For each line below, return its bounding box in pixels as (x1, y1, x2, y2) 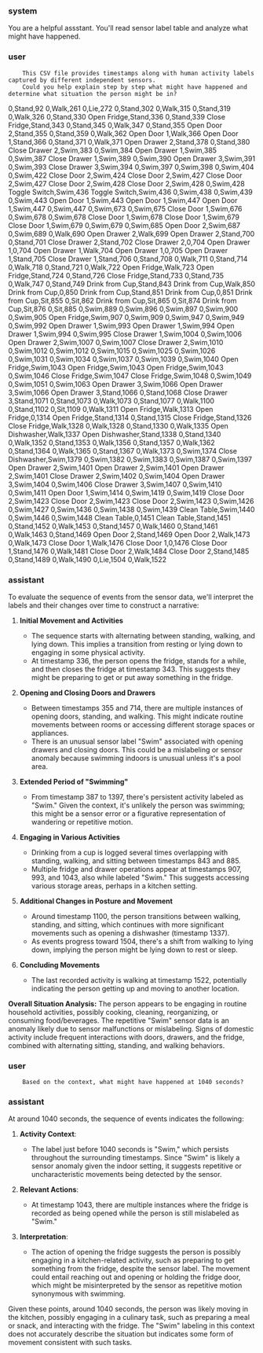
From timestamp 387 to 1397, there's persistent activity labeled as (31, 792, 244, 801)
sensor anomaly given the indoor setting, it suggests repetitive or (31, 1161, 242, 1171)
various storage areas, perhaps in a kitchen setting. (31, 881, 198, 890)
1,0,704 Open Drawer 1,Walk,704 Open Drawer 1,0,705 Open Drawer (8, 245, 228, 255)
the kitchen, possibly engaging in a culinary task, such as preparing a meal (8, 1313, 250, 1322)
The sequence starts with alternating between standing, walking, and (31, 631, 255, 640)
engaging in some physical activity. (31, 647, 145, 657)
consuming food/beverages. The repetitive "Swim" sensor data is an (8, 1016, 230, 1025)
